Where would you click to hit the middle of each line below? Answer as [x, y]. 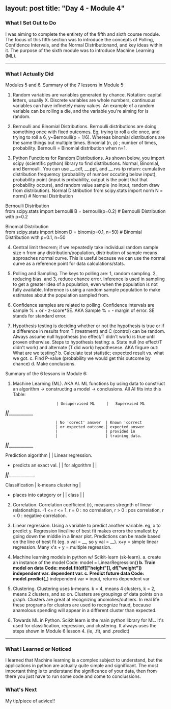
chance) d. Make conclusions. [44, 363]
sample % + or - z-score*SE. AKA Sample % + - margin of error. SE [83, 310]
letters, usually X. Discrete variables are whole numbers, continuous [84, 100]
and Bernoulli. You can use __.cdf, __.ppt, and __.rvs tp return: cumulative [89, 168]
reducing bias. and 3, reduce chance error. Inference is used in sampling [89, 279]
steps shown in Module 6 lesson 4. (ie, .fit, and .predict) [71, 631]
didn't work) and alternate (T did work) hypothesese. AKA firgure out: [85, 347]
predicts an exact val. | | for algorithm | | [55, 465]
